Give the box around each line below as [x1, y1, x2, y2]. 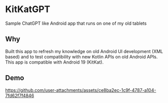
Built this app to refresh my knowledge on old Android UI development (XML [5, 48, 163, 54]
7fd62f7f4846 [5, 92, 34, 98]
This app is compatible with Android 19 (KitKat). [5, 59, 104, 65]
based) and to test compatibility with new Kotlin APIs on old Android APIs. [5, 54, 158, 60]
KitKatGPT [5, 4, 50, 15]
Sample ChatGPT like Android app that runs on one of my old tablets [5, 20, 147, 26]
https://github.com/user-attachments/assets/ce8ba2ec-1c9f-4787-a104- [5, 87, 156, 93]
